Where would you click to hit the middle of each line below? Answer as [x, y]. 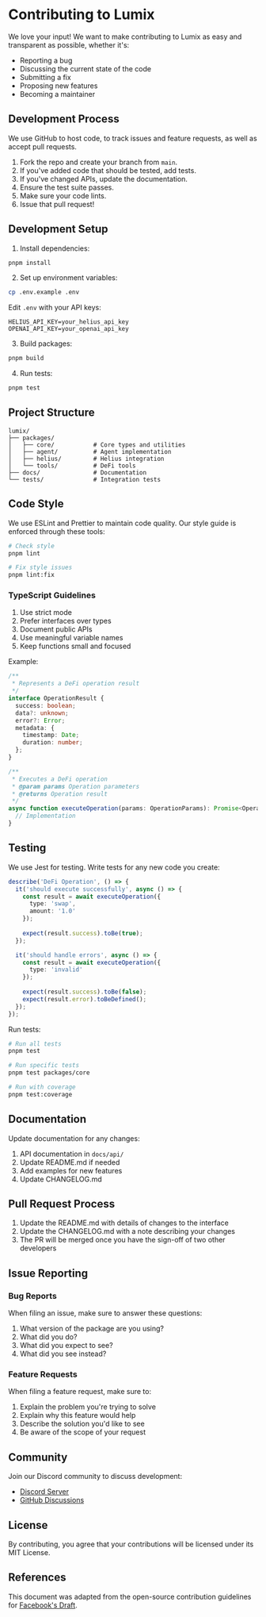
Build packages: [46, 344]
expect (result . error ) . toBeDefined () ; [85, 999]
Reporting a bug [46, 60]
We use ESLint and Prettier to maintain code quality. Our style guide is [122, 523]
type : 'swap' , [53, 904]
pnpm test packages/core [49, 1073]
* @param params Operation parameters [76, 786]
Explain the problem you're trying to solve [88, 1407]
